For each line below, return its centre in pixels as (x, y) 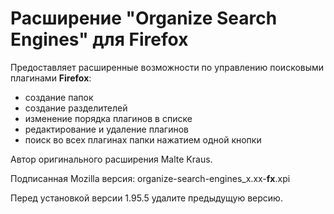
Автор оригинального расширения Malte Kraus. (111, 159)
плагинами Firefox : (51, 78)
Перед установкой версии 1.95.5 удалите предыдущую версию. (146, 198)
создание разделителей (76, 108)
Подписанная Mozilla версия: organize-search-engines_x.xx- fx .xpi (150, 178)
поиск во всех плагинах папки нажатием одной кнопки (143, 139)
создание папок (59, 97)
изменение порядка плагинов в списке (108, 118)
